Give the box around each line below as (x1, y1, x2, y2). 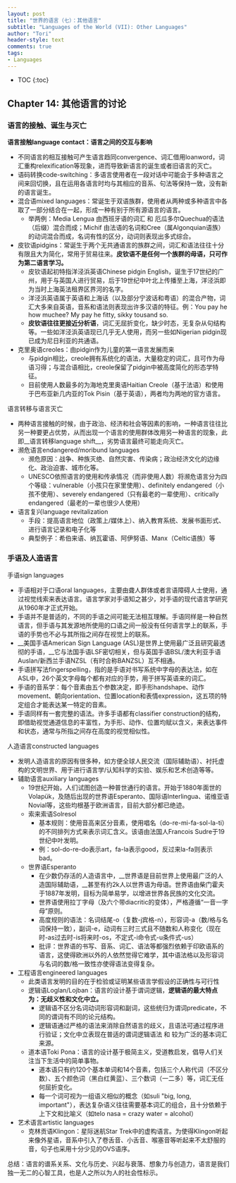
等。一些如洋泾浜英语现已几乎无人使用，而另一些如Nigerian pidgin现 (27, 328, 227, 336)
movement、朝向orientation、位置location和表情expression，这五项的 (17, 692, 221, 700)
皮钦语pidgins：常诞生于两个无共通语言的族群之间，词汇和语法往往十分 (17, 241, 224, 250)
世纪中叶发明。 (38, 836, 82, 845)
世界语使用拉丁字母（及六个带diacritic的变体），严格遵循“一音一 (38, 897, 223, 906)
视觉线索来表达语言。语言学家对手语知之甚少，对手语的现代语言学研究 (23, 594, 228, 603)
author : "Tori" (7, 30, 52, 37)
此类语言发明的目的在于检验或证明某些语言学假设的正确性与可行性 (27, 977, 220, 986)
